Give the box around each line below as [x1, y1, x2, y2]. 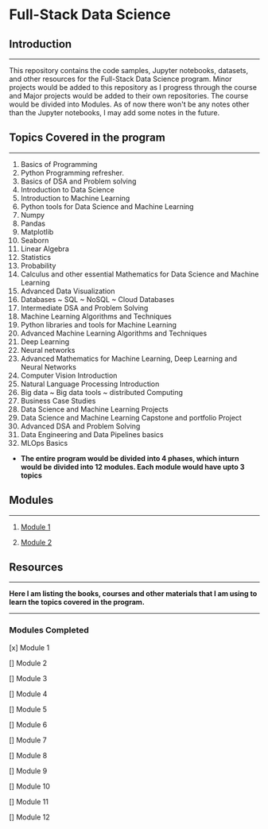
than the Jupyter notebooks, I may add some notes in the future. [9, 108, 220, 117]
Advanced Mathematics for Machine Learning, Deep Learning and [20, 354, 238, 363]
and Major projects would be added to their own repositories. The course [9, 91, 249, 100]
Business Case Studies [20, 396, 96, 405]
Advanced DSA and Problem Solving [20, 421, 141, 431]
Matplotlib [20, 227, 54, 236]
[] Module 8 [9, 750, 48, 760]
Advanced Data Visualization [20, 286, 115, 296]
